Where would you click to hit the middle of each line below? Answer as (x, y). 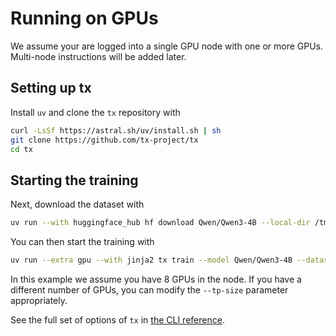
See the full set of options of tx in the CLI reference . (117, 319)
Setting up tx (51, 88)
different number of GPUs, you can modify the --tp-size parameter (149, 289)
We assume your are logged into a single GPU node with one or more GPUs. (167, 46)
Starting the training (74, 180)
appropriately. (39, 300)
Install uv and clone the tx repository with (95, 112)
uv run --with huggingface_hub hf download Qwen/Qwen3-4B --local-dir (160, 223)
